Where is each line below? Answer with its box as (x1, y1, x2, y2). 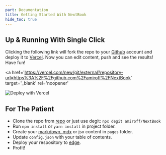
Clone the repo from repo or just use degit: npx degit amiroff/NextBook (12, 118, 161, 124)
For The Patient (5, 105, 54, 113)
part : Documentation (5, 7, 49, 13)
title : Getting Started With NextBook (5, 12, 87, 17)
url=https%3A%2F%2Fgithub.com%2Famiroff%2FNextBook (5, 75, 131, 81)
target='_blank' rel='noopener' (5, 80, 69, 86)
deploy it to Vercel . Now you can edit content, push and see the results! (5, 54, 153, 61)
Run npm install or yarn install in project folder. (12, 123, 116, 129)
